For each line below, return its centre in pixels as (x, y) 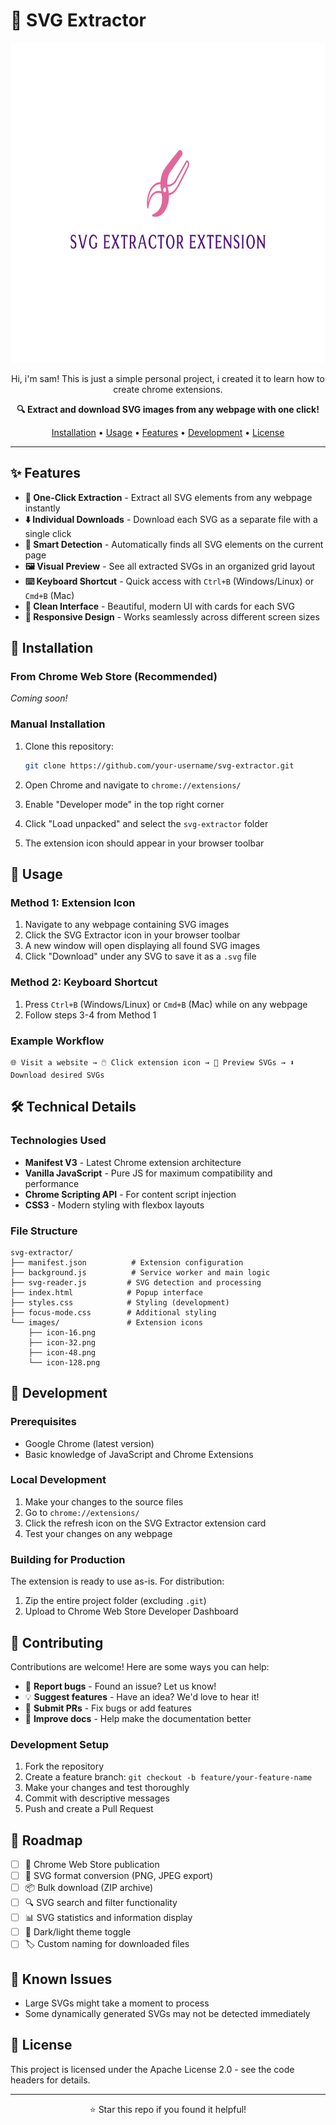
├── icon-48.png (62, 1352)
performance (52, 1183)
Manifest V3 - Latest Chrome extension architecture (133, 1162)
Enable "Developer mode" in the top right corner (124, 804)
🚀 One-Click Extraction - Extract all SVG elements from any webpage (168, 497)
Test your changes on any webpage (98, 1533)
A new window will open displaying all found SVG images (142, 946)
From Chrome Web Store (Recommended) (114, 677)
